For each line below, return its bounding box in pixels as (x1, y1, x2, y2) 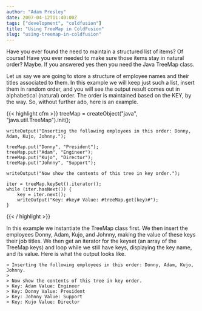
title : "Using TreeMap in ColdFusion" (6, 25, 104, 32)
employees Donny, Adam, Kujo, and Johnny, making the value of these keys (6, 231, 196, 238)
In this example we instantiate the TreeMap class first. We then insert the (6, 224, 188, 232)
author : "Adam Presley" (6, 8, 67, 15)
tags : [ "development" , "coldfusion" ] (6, 20, 102, 26)
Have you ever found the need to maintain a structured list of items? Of (6, 48, 184, 55)
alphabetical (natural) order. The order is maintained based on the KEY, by (6, 92, 192, 99)
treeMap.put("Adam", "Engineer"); (6, 149, 94, 155)
